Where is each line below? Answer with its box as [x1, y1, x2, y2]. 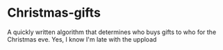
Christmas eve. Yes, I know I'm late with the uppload [7, 35, 157, 43]
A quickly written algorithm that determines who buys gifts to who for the [7, 28, 217, 36]
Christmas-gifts [7, 5, 101, 21]
